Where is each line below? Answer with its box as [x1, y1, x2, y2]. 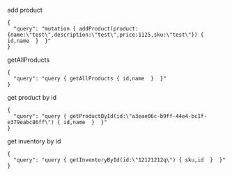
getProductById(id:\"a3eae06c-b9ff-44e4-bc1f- [69, 113, 208, 120]
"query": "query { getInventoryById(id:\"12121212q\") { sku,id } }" [13, 157, 226, 164]
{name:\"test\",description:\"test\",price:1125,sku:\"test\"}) [7, 31, 198, 38]
